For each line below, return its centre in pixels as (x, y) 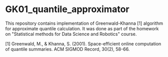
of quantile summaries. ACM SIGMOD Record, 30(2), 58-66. (68, 49)
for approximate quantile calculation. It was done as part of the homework (82, 28)
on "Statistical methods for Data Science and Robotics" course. (71, 34)
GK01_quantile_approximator (67, 9)
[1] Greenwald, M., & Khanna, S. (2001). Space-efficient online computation (83, 43)
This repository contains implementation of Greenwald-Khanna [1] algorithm (84, 23)
